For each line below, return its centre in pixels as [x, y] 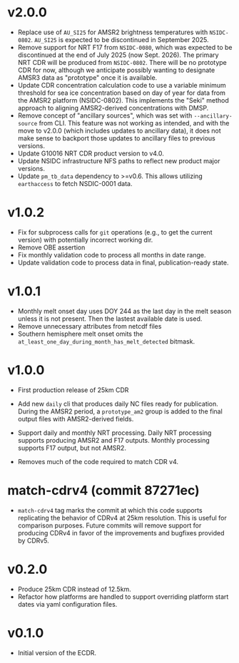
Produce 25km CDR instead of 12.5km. [75, 589]
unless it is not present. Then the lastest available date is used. [110, 319]
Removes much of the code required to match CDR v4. [98, 461]
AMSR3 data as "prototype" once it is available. [87, 77]
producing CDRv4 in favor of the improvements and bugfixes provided [121, 533]
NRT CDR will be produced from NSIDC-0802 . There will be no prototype [122, 62]
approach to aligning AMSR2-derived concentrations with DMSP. [113, 108]
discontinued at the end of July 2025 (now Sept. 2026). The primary [118, 55]
